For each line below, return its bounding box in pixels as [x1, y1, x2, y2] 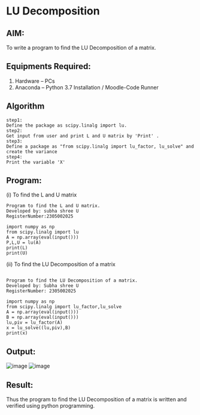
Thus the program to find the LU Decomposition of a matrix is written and [6, 396, 187, 403]
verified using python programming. [6, 402, 95, 410]
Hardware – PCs [14, 77, 55, 85]
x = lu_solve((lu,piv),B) [6, 325, 71, 331]
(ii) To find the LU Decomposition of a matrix [6, 261, 116, 268]
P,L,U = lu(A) [6, 240, 42, 246]
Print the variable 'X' [6, 159, 66, 165]
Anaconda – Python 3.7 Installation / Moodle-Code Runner [14, 83, 159, 91]
